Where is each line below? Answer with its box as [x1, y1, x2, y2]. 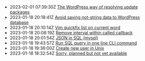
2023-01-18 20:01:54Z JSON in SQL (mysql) [9, 35, 99, 41]
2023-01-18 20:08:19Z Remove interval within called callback [9, 30, 133, 35]
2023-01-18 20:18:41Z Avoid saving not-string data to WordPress [9, 15, 140, 20]
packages [9, 9, 30, 15]
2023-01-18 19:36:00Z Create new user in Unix [9, 46, 104, 51]
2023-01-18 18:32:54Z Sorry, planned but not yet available [9, 50, 127, 56]
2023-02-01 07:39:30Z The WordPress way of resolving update [9, 4, 138, 10]
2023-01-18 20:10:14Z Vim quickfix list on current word [9, 25, 121, 30]
